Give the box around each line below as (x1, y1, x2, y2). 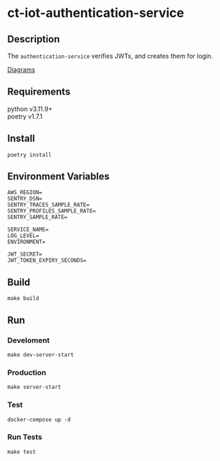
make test (7, 448, 37, 455)
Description (7, 33, 60, 45)
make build (7, 295, 39, 302)
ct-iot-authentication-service (7, 5, 185, 21)
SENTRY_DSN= (7, 196, 42, 203)
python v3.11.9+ (7, 104, 53, 113)
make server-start (7, 383, 61, 391)
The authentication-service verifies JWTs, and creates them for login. (7, 52, 214, 60)
